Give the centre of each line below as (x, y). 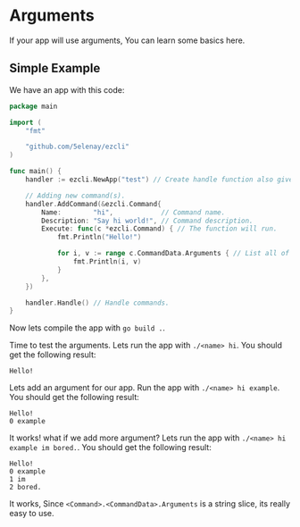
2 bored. (25, 488)
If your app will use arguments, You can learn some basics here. (127, 40)
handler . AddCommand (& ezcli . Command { (94, 204)
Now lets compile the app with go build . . (87, 328)
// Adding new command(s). (75, 196)
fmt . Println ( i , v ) (107, 262)
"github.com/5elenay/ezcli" (77, 147)
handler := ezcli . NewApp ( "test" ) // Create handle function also (150, 180)
